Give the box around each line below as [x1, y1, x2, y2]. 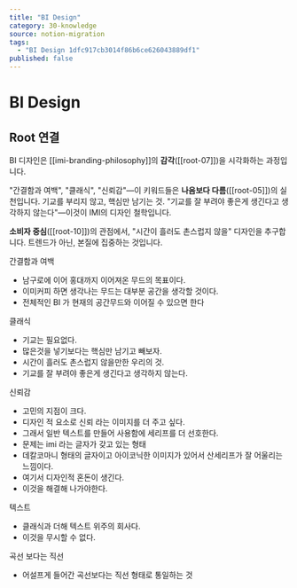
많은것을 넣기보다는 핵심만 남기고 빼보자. [21, 346, 162, 356]
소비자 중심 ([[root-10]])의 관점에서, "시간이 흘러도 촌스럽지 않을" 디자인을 [9, 226, 263, 236]
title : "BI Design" [9, 12, 82, 22]
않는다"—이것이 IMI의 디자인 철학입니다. [32, 208, 172, 217]
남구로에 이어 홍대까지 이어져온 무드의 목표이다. [21, 275, 186, 285]
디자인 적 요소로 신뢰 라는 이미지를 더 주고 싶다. [21, 417, 185, 427]
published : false [9, 54, 74, 63]
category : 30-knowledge [9, 21, 98, 30]
